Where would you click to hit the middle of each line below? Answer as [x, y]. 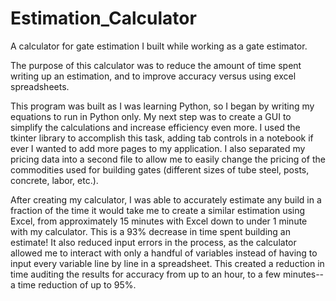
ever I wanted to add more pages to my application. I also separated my [158, 148]
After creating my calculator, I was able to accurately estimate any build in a [166, 199]
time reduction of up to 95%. [77, 284]
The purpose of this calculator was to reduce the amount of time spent [156, 65]
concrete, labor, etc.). [54, 180]
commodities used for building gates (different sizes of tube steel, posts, [160, 169]
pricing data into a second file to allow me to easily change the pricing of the [168, 159]
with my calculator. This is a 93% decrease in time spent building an [150, 231]
